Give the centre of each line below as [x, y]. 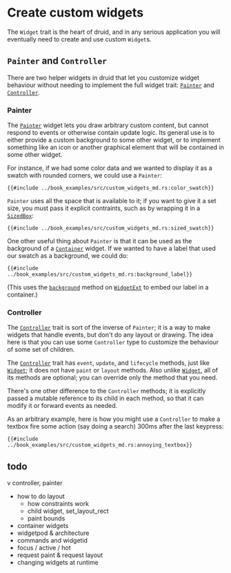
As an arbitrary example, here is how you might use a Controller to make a [114, 419]
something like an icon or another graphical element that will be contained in [115, 147]
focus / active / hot [44, 548]
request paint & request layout [60, 555]
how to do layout [41, 496]
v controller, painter [35, 483]
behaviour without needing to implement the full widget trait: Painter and [111, 85]
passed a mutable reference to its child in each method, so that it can [106, 398]
